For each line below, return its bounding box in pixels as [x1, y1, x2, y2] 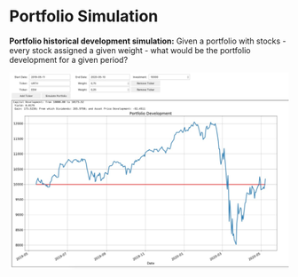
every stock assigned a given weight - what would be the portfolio [9, 44, 251, 55]
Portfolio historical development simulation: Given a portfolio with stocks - [9, 36, 286, 46]
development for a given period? [9, 54, 129, 65]
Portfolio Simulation [9, 6, 159, 27]
